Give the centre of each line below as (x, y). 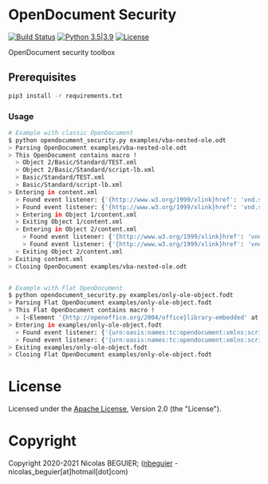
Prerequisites (42, 77)
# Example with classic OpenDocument (71, 133)
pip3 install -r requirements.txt (66, 96)
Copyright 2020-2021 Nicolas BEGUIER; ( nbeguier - (93, 463)
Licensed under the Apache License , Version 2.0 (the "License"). (115, 409)
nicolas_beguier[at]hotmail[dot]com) (69, 472)
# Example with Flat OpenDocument (66, 288)
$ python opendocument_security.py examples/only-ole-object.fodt (121, 296)
